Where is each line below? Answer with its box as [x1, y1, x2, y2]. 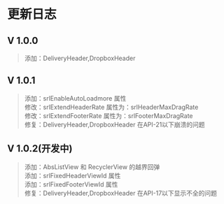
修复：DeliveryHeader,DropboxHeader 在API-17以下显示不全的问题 [24, 189, 218, 197]
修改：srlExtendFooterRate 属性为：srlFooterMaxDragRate [24, 111, 194, 119]
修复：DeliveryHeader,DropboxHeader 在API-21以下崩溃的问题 [24, 120, 205, 129]
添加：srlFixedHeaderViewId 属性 [24, 171, 121, 180]
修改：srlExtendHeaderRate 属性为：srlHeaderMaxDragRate [24, 103, 199, 111]
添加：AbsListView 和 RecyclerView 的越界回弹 [24, 162, 160, 171]
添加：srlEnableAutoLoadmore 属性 [24, 94, 127, 102]
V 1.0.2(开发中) [7, 143, 73, 154]
